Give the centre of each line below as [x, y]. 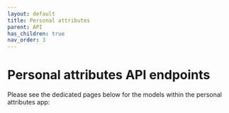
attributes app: [29, 102]
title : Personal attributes [49, 20]
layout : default [31, 14]
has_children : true [36, 34]
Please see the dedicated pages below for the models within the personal [114, 95]
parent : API [25, 27]
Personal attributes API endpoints [109, 75]
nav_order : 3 [27, 40]
